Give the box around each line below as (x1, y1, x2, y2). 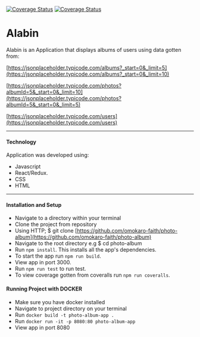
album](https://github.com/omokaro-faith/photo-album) (14, 233, 152, 241)
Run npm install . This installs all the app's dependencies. (14, 246, 157, 253)
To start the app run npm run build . (14, 252, 101, 259)
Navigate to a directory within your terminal (14, 215, 121, 222)
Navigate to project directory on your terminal (14, 305, 127, 312)
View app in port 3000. (14, 259, 71, 266)
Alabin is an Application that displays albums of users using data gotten (6, 46, 182, 53)
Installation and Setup (6, 201, 62, 208)
